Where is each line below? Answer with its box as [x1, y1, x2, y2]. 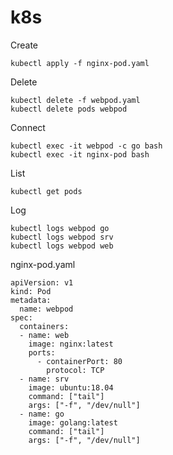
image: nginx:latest [28, 339, 114, 349]
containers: [19, 321, 70, 331]
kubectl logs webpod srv [10, 232, 114, 242]
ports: [28, 347, 56, 358]
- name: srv [19, 374, 70, 384]
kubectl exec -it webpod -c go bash [10, 141, 163, 151]
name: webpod [19, 304, 74, 314]
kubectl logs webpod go [10, 223, 110, 233]
